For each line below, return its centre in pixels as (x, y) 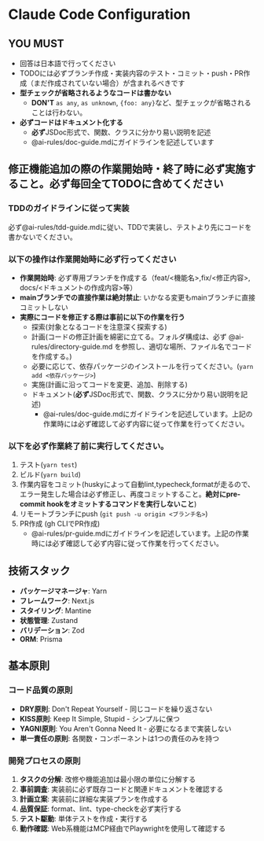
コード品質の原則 (40, 690)
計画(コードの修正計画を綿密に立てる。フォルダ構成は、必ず (129, 337)
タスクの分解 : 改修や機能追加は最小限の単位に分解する (108, 780)
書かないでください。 (42, 237)
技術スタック (39, 571)
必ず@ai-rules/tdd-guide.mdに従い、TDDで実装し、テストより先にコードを (130, 227)
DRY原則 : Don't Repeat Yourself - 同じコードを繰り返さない (116, 709)
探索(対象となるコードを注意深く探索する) (99, 326)
